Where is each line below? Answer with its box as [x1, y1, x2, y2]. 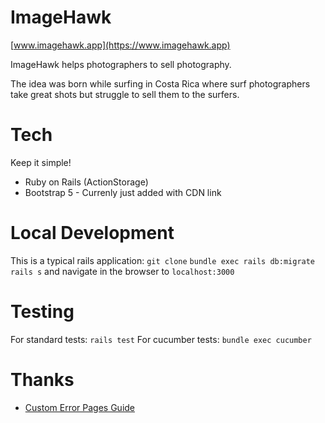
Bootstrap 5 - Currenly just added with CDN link [24, 186, 222, 198]
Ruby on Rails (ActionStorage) [24, 176, 149, 188]
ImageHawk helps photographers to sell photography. [10, 58, 232, 70]
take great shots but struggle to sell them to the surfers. [10, 88, 240, 100]
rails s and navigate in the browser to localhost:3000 [10, 265, 235, 277]
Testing [10, 301, 75, 323]
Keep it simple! [10, 156, 72, 168]
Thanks [10, 368, 75, 391]
